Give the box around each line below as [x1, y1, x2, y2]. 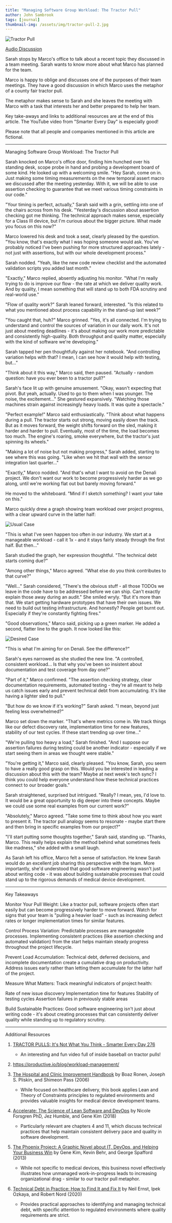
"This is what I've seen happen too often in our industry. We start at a [5, 531, 152, 537]
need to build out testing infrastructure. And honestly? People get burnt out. [5, 605, 165, 611]
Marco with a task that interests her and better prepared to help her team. [5, 103, 160, 110]
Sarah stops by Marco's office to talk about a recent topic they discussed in [5, 56, 165, 62]
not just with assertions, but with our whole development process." [5, 250, 146, 256]
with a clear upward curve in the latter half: [5, 511, 96, 517]
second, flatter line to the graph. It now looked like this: [5, 626, 121, 632]
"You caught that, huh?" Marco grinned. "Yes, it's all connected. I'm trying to [5, 317, 167, 323]
